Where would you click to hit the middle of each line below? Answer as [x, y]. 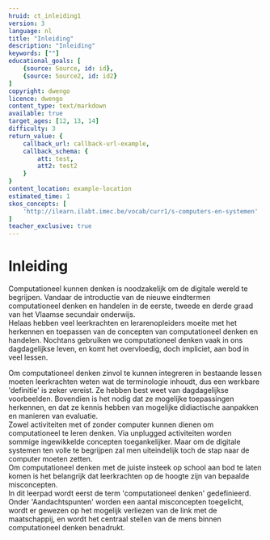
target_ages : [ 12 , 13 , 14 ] [54, 121]
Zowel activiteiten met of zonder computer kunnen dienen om [111, 424]
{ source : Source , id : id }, [68, 69]
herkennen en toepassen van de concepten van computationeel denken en [133, 331]
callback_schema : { [56, 151]
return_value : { [36, 136]
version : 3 [27, 23]
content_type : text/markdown [57, 106]
